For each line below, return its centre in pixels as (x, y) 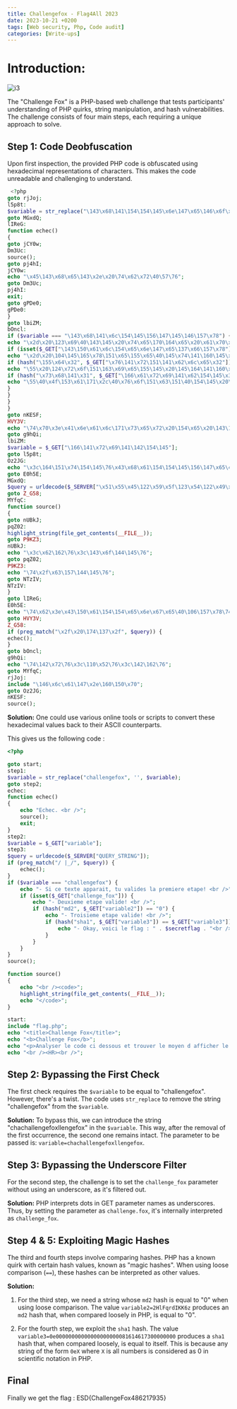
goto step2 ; (25, 784)
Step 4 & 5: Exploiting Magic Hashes (89, 1240)
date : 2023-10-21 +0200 (42, 20)
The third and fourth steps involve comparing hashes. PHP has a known (111, 1258)
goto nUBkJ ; (25, 520)
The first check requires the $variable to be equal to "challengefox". (107, 1092)
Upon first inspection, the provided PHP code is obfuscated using (103, 164)
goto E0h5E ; (25, 474)
